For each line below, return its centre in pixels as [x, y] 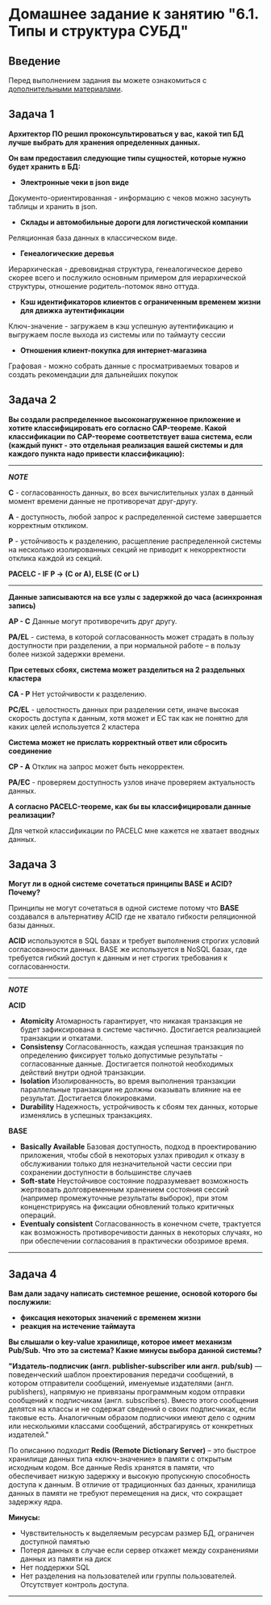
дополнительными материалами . [66, 89]
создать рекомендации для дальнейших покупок [94, 374]
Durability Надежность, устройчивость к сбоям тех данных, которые [139, 1107]
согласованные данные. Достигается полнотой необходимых [127, 1064]
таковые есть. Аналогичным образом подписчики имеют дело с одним [132, 1418]
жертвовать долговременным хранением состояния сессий [124, 1190]
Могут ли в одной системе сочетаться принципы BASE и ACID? [120, 884]
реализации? [32, 815]
